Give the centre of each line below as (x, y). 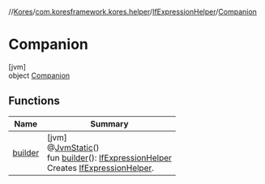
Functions (34, 101)
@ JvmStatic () (73, 148)
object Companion (39, 75)
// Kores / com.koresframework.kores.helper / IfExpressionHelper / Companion (133, 12)
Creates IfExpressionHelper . (101, 168)
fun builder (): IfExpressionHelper (110, 157)
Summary (109, 123)
